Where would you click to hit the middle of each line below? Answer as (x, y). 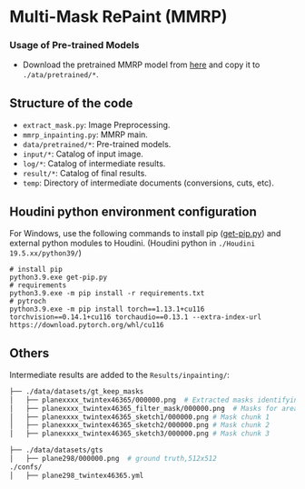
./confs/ (26, 467)
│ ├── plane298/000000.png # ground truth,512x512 (113, 459)
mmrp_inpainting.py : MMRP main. (85, 135)
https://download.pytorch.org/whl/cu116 (87, 325)
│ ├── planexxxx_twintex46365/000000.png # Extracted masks (132, 400)
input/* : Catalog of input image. (83, 154)
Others (30, 353)
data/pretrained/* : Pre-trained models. (97, 145)
